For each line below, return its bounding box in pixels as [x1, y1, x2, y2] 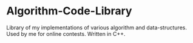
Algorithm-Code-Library [6, 4, 132, 18]
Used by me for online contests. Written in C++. [6, 30, 126, 37]
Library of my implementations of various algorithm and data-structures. [6, 24, 187, 31]
